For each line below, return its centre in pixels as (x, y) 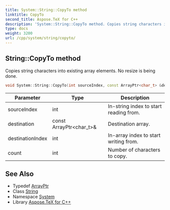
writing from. (123, 141)
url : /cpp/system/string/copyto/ (40, 38)
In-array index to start (134, 135)
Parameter (27, 97)
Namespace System (33, 197)
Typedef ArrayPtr (31, 186)
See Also (19, 174)
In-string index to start (135, 106)
